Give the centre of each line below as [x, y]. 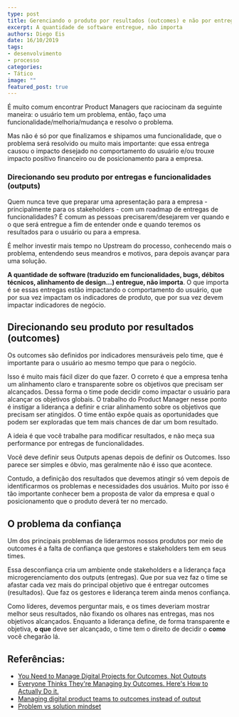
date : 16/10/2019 [33, 41]
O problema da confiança [65, 524]
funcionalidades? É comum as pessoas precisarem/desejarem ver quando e [118, 216]
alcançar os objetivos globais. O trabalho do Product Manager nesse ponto [117, 399]
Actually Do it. [38, 691]
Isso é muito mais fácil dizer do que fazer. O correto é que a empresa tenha [118, 377]
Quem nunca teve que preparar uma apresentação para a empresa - [107, 202]
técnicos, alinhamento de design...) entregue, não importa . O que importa [118, 282]
